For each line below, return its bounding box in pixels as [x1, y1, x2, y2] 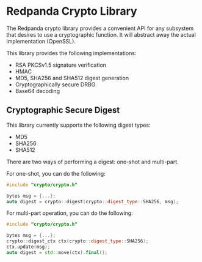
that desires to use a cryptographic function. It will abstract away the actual [6, 31, 197, 38]
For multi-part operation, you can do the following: [6, 209, 133, 217]
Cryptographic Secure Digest [6, 105, 120, 116]
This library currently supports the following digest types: [6, 121, 151, 129]
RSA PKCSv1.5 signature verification [15, 61, 107, 69]
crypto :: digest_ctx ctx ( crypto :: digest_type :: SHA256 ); [6, 238, 149, 244]
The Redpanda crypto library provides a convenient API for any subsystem [6, 24, 194, 32]
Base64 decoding [15, 87, 60, 94]
